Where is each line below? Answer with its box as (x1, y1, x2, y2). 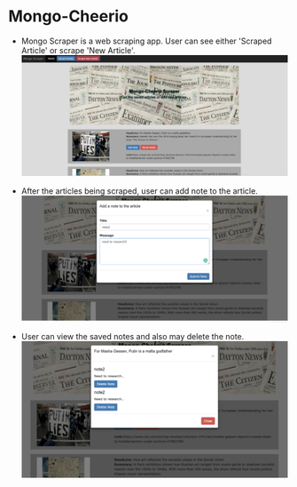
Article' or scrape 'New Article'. (20, 44, 136, 55)
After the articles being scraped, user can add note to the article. (20, 185, 258, 196)
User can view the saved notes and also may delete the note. (20, 331, 245, 342)
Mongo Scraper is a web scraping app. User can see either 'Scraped (20, 36, 272, 46)
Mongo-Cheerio (8, 6, 129, 27)
